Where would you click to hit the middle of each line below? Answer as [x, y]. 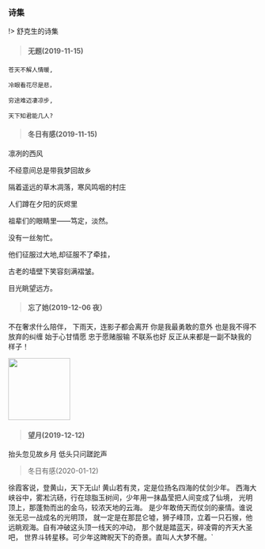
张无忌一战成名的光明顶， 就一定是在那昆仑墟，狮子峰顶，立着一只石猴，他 [131, 517]
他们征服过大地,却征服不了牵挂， [61, 254]
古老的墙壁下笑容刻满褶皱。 [53, 271]
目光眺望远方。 [32, 288]
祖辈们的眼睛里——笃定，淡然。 [60, 220]
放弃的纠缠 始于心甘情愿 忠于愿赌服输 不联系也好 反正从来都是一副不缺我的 [130, 336]
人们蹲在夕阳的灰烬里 [43, 204]
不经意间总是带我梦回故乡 [50, 170]
